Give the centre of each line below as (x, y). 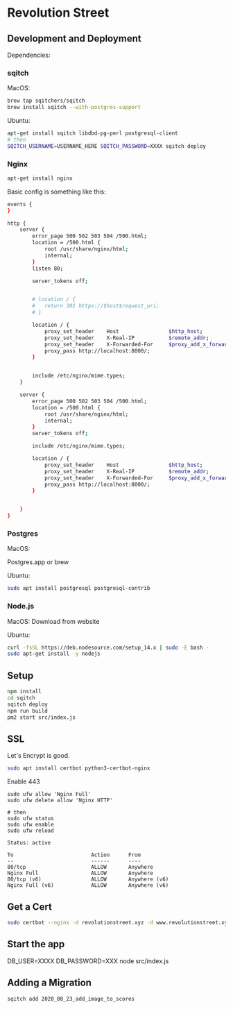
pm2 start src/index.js (42, 717)
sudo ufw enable (31, 825)
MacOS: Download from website (53, 621)
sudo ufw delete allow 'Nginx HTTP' (60, 800)
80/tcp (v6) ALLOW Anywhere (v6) (88, 879)
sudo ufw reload (31, 831)
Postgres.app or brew (38, 562)
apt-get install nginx (40, 178)
